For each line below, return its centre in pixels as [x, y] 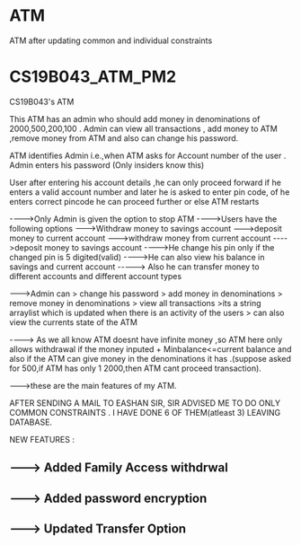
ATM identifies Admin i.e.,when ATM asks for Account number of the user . [148, 155]
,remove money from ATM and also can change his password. [124, 138]
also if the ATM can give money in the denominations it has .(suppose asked [150, 358]
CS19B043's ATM [42, 101]
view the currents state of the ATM [73, 322]
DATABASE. [31, 422]
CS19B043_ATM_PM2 [93, 77]
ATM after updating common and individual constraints [111, 40]
